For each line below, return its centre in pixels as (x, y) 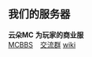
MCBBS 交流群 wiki (42, 44)
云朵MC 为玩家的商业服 (46, 35)
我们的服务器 (39, 14)
